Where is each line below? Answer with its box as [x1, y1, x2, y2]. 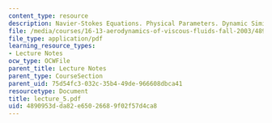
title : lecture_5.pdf [8, 95, 82, 103]
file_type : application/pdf [8, 34, 104, 43]
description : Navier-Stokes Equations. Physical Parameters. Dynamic [8, 19, 249, 28]
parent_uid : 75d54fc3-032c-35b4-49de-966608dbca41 [8, 79, 183, 87]
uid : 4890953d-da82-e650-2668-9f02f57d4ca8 [8, 102, 158, 110]
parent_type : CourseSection [8, 72, 104, 80]
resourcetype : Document [8, 87, 89, 95]
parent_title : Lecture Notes [8, 65, 107, 73]
